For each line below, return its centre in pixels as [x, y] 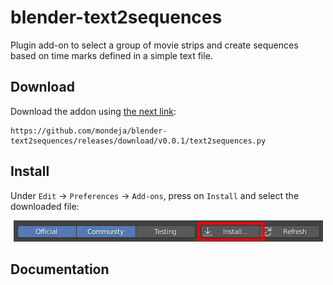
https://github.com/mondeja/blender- [89, 131]
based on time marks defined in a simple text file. [111, 55]
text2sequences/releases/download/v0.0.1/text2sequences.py [138, 141]
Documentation [60, 269]
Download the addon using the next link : [93, 111]
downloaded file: [45, 206]
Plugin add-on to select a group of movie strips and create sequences [154, 45]
